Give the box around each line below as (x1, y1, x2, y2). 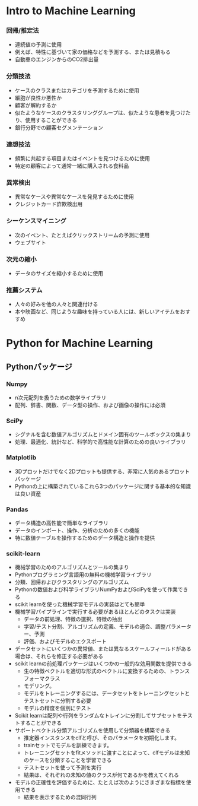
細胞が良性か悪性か (14, 94, 62, 101)
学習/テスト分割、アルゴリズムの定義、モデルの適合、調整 (23, 623, 166, 630)
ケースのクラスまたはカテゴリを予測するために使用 (14, 87, 139, 94)
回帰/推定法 (6, 27, 40, 35)
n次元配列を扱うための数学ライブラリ (14, 394, 107, 401)
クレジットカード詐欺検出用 (14, 201, 83, 208)
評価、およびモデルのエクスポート (23, 638, 107, 645)
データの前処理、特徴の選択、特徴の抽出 (23, 615, 123, 623)
